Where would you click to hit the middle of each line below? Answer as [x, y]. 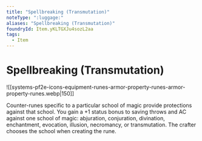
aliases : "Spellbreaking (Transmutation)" [61, 23]
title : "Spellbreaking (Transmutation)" [58, 12]
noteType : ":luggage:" [35, 18]
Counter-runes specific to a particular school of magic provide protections [99, 105]
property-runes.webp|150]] [40, 93]
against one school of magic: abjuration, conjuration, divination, [86, 118]
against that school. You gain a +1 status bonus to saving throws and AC [96, 112]
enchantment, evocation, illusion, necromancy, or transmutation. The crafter [101, 125]
